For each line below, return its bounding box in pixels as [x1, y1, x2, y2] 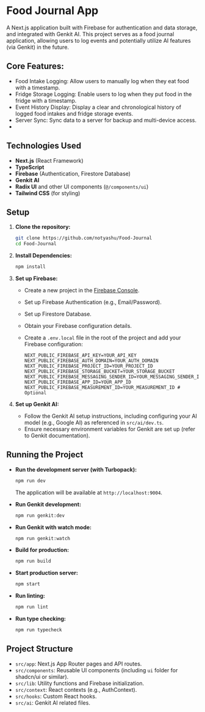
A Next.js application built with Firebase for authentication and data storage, [6, 24, 198, 31]
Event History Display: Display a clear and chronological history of [15, 103, 182, 111]
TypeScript [15, 163, 45, 171]
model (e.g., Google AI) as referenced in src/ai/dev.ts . [24, 419, 164, 426]
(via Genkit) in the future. [6, 43, 69, 51]
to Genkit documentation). [24, 432, 90, 439]
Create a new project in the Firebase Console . [24, 287, 140, 294]
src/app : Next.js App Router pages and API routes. [15, 660, 142, 667]
